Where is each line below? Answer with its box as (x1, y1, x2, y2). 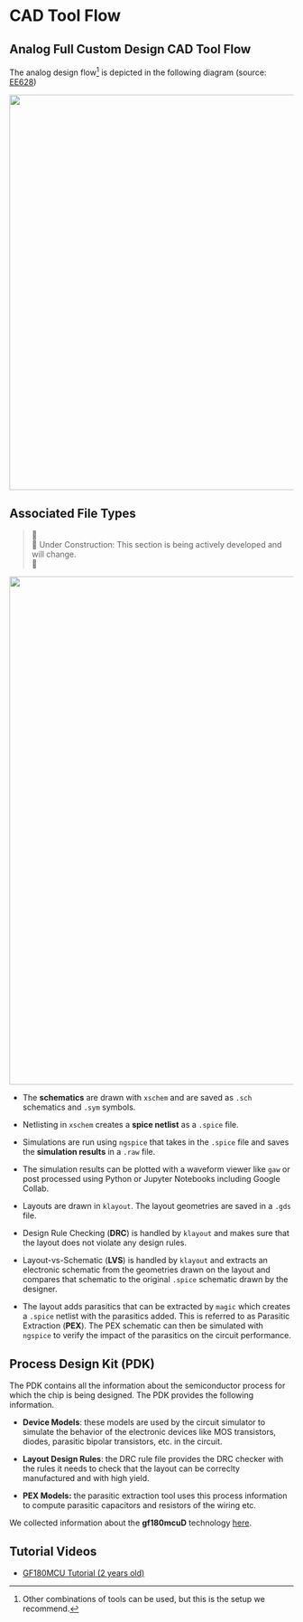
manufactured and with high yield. (22, 1473, 151, 1484)
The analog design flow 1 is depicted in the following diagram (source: (9, 65, 267, 78)
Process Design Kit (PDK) (9, 1356, 155, 1372)
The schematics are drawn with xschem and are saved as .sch (22, 1092, 252, 1103)
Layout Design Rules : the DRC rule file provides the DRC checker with (22, 1454, 284, 1465)
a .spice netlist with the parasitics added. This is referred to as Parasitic (22, 1311, 290, 1322)
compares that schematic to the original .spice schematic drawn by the (22, 1274, 289, 1285)
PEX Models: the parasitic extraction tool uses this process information (22, 1490, 288, 1501)
